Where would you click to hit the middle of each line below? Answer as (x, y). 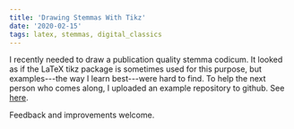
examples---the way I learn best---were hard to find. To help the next (138, 79)
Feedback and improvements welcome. (82, 115)
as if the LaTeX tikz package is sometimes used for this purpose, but (135, 69)
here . (19, 98)
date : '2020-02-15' (46, 26)
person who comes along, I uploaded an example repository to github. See (147, 88)
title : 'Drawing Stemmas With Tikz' (78, 17)
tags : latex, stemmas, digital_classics (86, 34)
